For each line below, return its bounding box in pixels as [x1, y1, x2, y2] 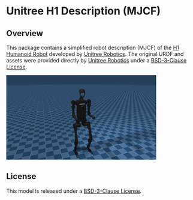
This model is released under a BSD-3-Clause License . [6, 187, 142, 195]
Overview [6, 28, 44, 38]
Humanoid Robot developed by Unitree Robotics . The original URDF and [6, 50, 184, 58]
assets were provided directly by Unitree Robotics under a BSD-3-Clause [6, 57, 187, 64]
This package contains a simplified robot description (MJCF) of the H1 [6, 44, 180, 51]
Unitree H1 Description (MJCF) [6, 4, 161, 18]
